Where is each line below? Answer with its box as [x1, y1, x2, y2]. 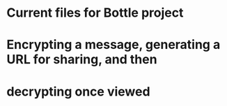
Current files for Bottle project [6, 5, 184, 21]
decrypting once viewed [6, 84, 150, 99]
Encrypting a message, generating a [6, 37, 221, 53]
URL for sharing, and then [6, 52, 157, 68]
